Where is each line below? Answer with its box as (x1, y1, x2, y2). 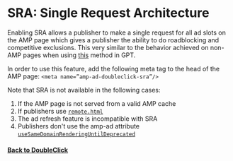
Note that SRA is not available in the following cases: (7, 85, 161, 94)
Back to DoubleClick (7, 145, 69, 154)
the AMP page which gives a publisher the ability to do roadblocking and (7, 35, 220, 44)
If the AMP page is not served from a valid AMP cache (17, 99, 176, 107)
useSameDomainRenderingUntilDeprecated (17, 131, 136, 138)
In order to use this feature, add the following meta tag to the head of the (7, 64, 220, 73)
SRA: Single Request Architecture (7, 5, 210, 21)
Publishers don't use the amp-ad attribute (17, 121, 140, 130)
